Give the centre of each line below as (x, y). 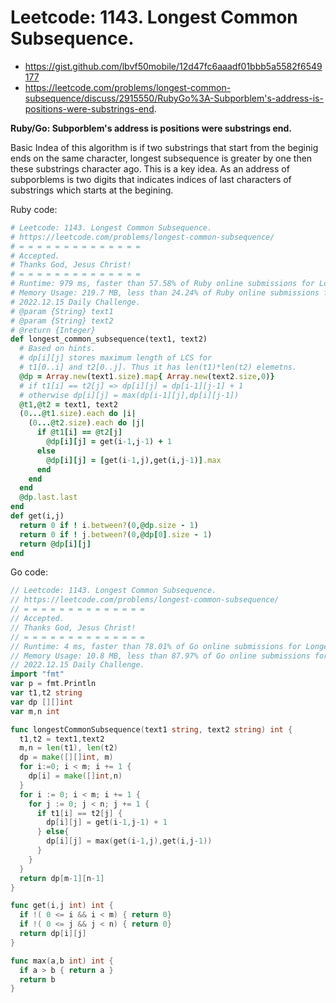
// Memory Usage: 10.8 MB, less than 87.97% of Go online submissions (160, 656)
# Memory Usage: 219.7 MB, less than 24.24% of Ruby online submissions (165, 293)
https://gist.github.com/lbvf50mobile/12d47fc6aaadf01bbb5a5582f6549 (173, 66)
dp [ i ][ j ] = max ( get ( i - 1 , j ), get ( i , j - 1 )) (129, 841)
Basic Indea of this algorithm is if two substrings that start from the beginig (164, 147)
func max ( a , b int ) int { (62, 961)
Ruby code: (34, 209)
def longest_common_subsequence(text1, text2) (109, 339)
